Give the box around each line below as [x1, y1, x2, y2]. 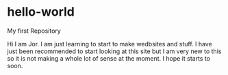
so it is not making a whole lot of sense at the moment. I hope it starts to [7, 54, 211, 62]
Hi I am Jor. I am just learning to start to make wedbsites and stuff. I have [7, 40, 212, 48]
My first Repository [7, 27, 62, 35]
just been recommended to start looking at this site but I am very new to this [7, 47, 222, 55]
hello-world [7, 4, 75, 20]
